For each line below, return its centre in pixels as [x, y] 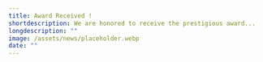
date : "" [23, 46]
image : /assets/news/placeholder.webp [74, 38]
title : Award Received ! [50, 16]
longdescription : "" [43, 31]
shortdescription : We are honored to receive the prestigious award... [132, 23]
